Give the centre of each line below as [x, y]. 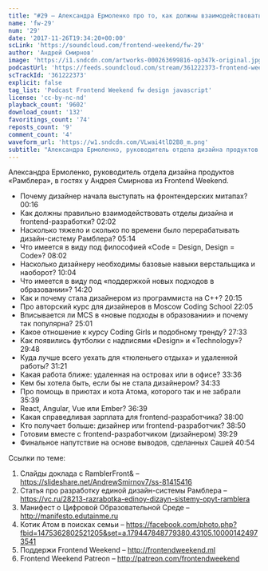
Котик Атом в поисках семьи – [72, 525]
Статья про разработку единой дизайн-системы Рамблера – [123, 491]
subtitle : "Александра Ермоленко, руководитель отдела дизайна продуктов [134, 150]
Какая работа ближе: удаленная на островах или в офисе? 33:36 [130, 375]
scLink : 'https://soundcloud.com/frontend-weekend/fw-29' [106, 46]
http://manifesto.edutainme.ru [69, 516]
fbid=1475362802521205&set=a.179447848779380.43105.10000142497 [139, 533]
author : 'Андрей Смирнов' [51, 53]
